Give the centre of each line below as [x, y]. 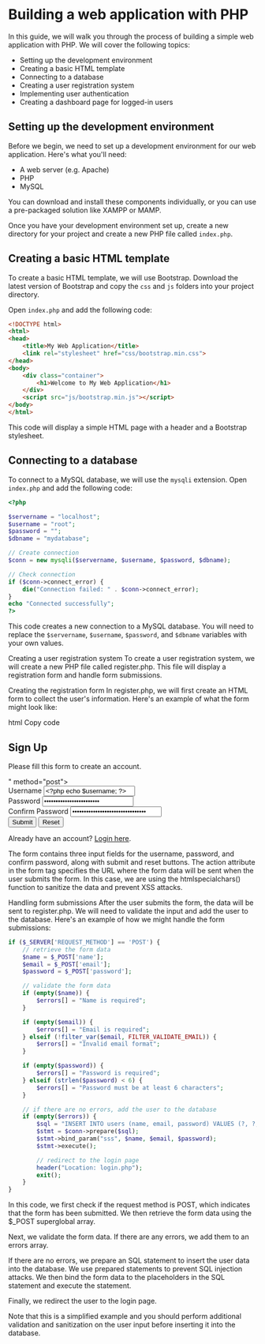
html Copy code [34, 723]
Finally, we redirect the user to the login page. [83, 1301]
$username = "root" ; [42, 524]
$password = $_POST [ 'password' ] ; [77, 972]
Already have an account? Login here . [70, 838]
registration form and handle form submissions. [85, 675]
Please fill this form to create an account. [75, 766]
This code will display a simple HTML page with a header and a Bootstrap [127, 427]
